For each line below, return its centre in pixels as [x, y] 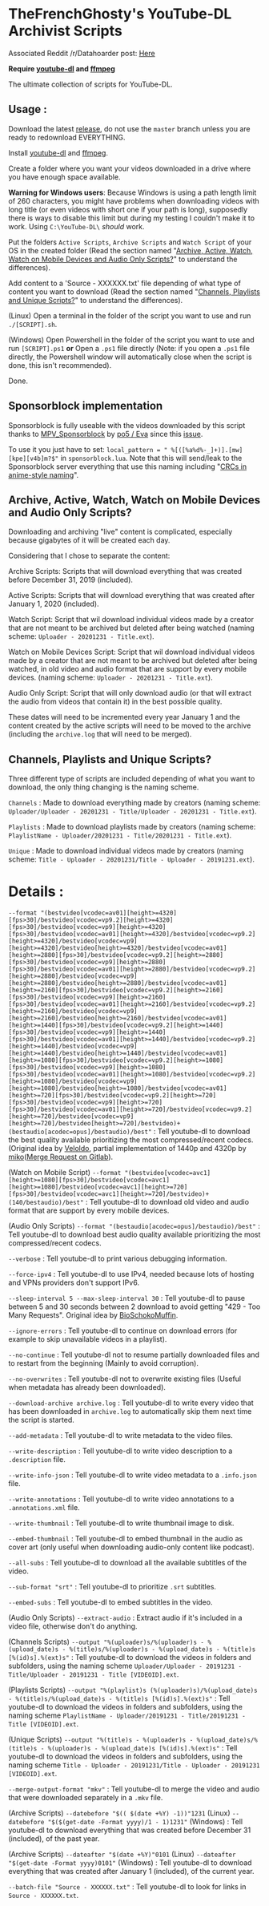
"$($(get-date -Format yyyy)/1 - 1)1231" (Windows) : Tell [145, 1822]
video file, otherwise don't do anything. [73, 1626]
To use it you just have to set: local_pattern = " [88, 449]
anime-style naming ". [44, 474]
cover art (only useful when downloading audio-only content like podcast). [131, 1547]
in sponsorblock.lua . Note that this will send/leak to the [151, 458]
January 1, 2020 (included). [54, 604]
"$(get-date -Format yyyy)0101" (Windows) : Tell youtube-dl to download [130, 1863]
